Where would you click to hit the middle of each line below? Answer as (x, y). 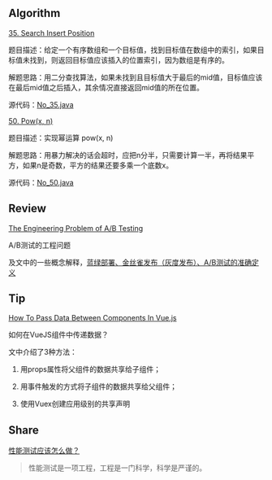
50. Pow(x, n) (31, 120)
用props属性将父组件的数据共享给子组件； (90, 369)
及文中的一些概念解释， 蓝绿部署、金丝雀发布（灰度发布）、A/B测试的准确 (130, 262)
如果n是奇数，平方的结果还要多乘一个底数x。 (97, 165)
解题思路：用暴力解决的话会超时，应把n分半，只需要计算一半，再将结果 (128, 155)
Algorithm (35, 13)
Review (28, 209)
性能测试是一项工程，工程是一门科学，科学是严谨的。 (117, 468)
